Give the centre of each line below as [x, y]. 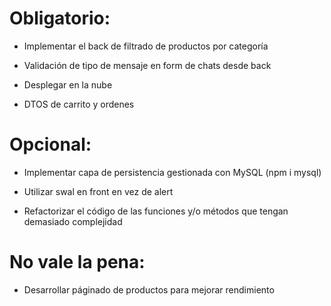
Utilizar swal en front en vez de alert [98, 191]
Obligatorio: [60, 18]
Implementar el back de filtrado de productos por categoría [146, 46]
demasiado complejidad [73, 221]
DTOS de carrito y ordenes [79, 104]
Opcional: [50, 144]
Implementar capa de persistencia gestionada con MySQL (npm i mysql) [172, 172]
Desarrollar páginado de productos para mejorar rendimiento [149, 289]
